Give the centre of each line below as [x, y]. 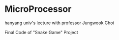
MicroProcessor [38, 9]
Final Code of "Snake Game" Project [41, 32]
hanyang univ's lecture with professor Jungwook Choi [59, 23]
